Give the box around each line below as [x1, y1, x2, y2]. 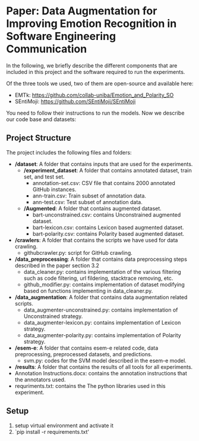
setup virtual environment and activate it [14, 422, 114, 429]
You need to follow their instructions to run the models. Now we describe [6, 109, 185, 116]
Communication [6, 42, 87, 56]
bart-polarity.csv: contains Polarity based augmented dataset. [32, 230, 184, 237]
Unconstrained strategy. [23, 312, 83, 320]
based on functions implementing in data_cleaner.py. [23, 287, 153, 294]
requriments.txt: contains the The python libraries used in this [14, 382, 166, 389]
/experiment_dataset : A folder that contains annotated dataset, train [23, 166, 192, 174]
